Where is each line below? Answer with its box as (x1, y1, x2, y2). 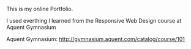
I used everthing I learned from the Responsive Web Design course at (6, 17, 182, 24)
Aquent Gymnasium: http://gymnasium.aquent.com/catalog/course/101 (6, 36, 185, 42)
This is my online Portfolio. (6, 6, 73, 12)
